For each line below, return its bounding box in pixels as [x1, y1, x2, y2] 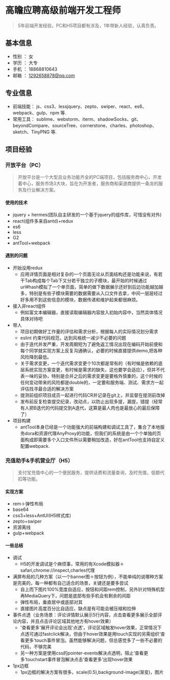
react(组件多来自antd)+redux [12, 218, 74, 224]
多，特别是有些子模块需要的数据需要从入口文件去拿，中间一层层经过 [20, 290, 163, 296]
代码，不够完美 [20, 644, 52, 650]
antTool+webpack [12, 240, 51, 246]
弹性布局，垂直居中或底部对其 [20, 599, 83, 605]
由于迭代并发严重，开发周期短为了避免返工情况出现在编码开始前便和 [20, 341, 163, 347]
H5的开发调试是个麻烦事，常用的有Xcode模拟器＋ [20, 561, 124, 567]
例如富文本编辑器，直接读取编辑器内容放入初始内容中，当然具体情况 [20, 309, 163, 315]
